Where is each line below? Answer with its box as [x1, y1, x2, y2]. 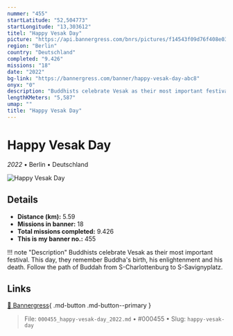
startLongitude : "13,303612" [7, 23, 92, 30]
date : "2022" [7, 68, 45, 75]
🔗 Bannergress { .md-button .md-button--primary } [7, 301, 151, 310]
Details [7, 194, 38, 206]
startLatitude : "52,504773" [7, 17, 89, 24]
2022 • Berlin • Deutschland [7, 160, 89, 168]
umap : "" [7, 101, 33, 108]
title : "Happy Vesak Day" [7, 107, 82, 114]
